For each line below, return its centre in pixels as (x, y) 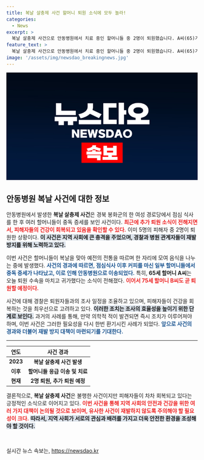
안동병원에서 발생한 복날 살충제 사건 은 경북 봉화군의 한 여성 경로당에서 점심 (94, 215)
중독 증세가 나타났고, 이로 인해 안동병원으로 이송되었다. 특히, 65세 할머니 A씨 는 (99, 273)
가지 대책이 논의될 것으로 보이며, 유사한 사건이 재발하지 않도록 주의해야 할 (98, 411)
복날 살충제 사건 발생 (58, 362)
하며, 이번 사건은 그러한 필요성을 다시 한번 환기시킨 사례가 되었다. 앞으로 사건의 (99, 324)
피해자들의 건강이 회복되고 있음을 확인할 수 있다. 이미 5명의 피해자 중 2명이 (102, 230)
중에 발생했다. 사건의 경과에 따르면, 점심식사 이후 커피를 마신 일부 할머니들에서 (104, 266)
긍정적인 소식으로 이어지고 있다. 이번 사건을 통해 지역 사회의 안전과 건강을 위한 (98, 403)
